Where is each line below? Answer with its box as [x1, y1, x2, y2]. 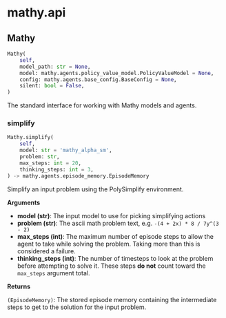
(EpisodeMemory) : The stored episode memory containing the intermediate [7, 295, 217, 304]
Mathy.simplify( [7, 134, 54, 141]
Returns [7, 282, 31, 290]
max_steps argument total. [17, 268, 90, 277]
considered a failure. [17, 246, 76, 255]
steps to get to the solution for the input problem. [7, 303, 147, 311]
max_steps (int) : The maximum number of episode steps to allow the [17, 232, 214, 240]
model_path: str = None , [19, 63, 91, 70]
